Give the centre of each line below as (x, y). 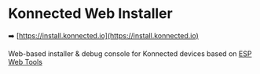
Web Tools (26, 62)
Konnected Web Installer (90, 14)
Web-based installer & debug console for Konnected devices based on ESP (130, 53)
